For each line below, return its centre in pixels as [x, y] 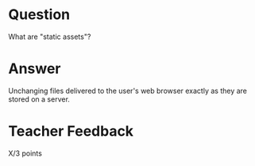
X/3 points [25, 153]
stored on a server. [39, 99]
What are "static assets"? [50, 37]
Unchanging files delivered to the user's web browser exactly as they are [128, 91]
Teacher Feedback [71, 131]
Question [39, 15]
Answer [35, 69]
